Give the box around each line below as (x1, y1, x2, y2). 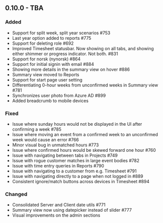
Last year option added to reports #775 (12, 35, 92, 41)
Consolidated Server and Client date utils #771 (12, 202, 106, 208)
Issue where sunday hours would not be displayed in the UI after (12, 121, 142, 127)
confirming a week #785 (12, 126, 62, 132)
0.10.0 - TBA (5, 4, 44, 12)
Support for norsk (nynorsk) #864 (12, 56, 81, 62)
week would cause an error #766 (12, 137, 79, 142)
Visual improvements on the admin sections (12, 212, 100, 218)
